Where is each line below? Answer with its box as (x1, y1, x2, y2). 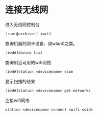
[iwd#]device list (5, 50, 43, 55)
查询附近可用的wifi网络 (5, 59, 51, 65)
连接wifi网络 (5, 97, 30, 103)
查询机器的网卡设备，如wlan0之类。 (5, 40, 77, 46)
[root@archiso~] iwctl (5, 31, 51, 36)
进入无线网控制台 (5, 22, 40, 27)
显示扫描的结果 (5, 78, 35, 84)
